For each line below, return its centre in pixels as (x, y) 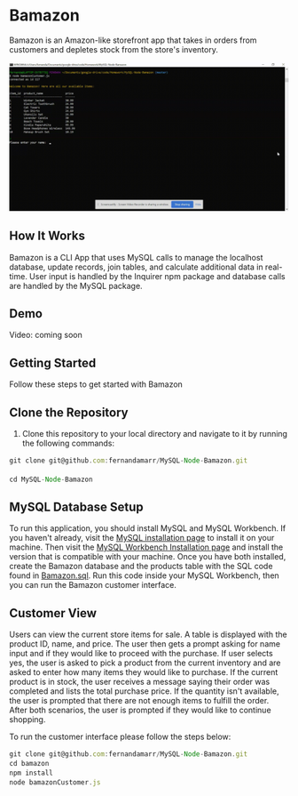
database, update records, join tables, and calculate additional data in (136, 267)
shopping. (27, 720)
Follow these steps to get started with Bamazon (96, 384)
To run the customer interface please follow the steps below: (120, 737)
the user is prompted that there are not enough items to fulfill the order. (139, 701)
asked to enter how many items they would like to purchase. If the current (144, 672)
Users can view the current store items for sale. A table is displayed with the (148, 635)
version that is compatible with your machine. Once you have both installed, (148, 557)
